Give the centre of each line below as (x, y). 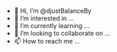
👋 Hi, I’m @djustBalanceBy (53, 11)
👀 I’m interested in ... (44, 18)
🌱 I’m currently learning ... (52, 26)
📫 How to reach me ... (47, 41)
